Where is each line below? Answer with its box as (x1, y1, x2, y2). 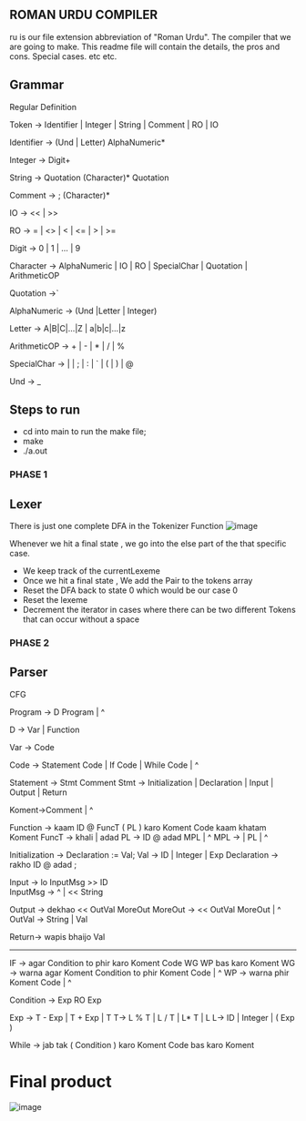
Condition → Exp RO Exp (9, 994, 102, 1005)
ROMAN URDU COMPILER (9, 7, 158, 23)
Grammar (9, 77, 65, 93)
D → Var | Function (9, 724, 80, 735)
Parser (9, 665, 48, 680)
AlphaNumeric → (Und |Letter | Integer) (9, 305, 158, 316)
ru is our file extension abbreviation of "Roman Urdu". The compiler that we (9, 31, 291, 42)
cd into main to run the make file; (22, 426, 147, 437)
